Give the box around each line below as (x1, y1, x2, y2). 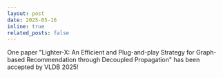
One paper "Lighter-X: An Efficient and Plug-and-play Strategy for (7, 48, 195, 57)
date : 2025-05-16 (7, 17, 57, 23)
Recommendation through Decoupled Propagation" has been (26, 56, 200, 64)
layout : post (7, 10, 45, 17)
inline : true (7, 23, 45, 30)
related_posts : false (7, 29, 70, 37)
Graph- (195, 48, 217, 57)
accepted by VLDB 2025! (7, 63, 79, 71)
